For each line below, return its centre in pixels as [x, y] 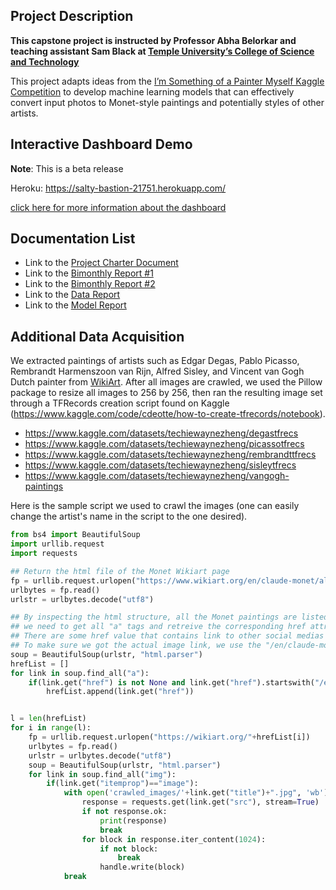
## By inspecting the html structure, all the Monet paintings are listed [169, 617]
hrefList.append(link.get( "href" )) [120, 692]
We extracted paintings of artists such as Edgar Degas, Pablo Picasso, [155, 361]
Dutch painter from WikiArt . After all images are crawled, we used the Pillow [166, 382]
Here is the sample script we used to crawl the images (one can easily [155, 506]
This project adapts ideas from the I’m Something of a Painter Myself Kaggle [167, 81]
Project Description [72, 16]
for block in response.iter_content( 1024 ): [174, 839]
